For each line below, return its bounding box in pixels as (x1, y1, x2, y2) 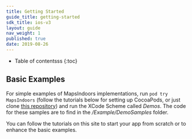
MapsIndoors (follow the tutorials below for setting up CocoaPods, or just (6, 96, 181, 103)
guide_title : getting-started (6, 14, 80, 20)
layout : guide (6, 25, 41, 31)
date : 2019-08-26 (6, 42, 49, 48)
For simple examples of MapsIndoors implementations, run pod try (6, 90, 169, 97)
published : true (6, 36, 46, 42)
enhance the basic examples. (6, 126, 78, 133)
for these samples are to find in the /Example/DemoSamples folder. (6, 109, 169, 116)
